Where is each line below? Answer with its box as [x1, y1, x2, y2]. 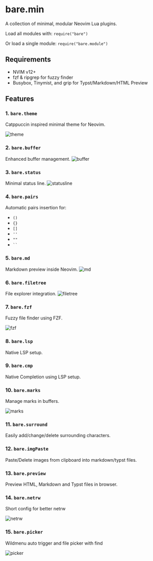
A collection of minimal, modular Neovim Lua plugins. [5, 20, 117, 27]
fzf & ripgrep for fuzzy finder [12, 74, 73, 80]
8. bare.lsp [5, 338, 33, 345]
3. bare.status [5, 168, 41, 176]
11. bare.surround [5, 421, 47, 428]
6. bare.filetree [5, 279, 46, 286]
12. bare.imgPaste [5, 445, 49, 452]
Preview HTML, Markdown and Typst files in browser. [5, 481, 118, 487]
